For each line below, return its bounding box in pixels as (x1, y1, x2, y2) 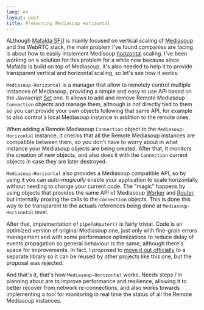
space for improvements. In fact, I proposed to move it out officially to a (6, 247, 186, 254)
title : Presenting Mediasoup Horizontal (6, 20, 111, 26)
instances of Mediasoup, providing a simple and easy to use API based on (6, 88, 192, 95)
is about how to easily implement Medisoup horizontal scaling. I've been (6, 50, 188, 57)
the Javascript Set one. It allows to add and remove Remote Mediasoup (6, 94, 186, 101)
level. (35, 209, 49, 216)
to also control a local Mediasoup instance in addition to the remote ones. (6, 114, 191, 121)
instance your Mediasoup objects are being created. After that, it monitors (6, 145, 192, 153)
